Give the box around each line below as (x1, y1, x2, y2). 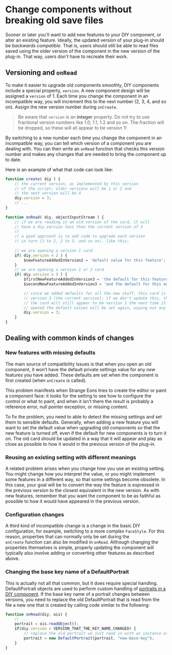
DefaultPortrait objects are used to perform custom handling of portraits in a (5, 585, 166, 592)
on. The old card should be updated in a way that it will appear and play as (5, 435, 162, 442)
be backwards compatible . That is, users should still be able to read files (5, 42, 159, 48)
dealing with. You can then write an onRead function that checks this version (5, 145, 165, 152)
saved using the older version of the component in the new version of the (5, 48, 160, 54)
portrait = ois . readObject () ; (14, 621, 79, 627)
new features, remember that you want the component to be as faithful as (5, 493, 161, 499)
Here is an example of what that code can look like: (5, 166, 114, 173)
